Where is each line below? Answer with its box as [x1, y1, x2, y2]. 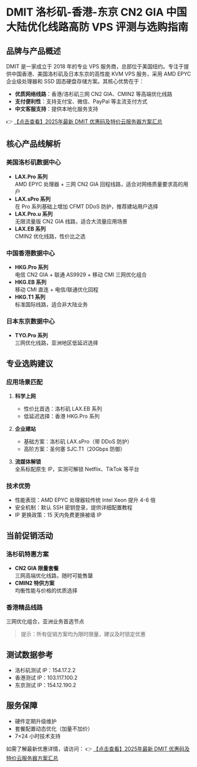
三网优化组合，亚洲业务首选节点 [6, 618, 84, 625]
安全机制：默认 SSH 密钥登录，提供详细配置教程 [14, 504, 133, 511]
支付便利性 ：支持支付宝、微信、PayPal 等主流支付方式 [14, 98, 148, 105]
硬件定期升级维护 [14, 718, 57, 725]
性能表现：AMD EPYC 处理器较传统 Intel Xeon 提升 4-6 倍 [14, 496, 156, 504]
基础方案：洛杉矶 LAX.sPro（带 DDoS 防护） [23, 437, 132, 445]
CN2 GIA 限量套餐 [14, 564, 59, 572]
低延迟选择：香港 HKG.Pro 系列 [23, 412, 100, 420]
